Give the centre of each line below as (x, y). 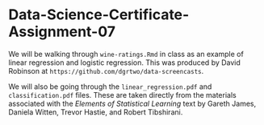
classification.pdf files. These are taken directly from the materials (122, 95)
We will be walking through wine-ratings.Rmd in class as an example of (126, 54)
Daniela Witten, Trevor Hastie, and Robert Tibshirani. (96, 112)
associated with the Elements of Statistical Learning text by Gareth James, (132, 103)
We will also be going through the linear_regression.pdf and (110, 87)
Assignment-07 (62, 32)
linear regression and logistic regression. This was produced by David (124, 62)
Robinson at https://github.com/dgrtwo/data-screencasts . (106, 71)
